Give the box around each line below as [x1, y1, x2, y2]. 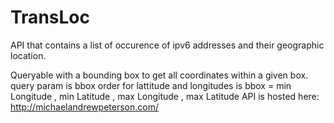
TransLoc [10, 6, 90, 29]
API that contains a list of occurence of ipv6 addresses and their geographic [10, 39, 325, 51]
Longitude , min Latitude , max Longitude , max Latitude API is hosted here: [10, 90, 320, 102]
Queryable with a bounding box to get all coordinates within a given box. [10, 69, 309, 81]
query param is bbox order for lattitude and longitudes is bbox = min [10, 79, 292, 91]
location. [10, 49, 47, 61]
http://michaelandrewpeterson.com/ [10, 101, 159, 113]
